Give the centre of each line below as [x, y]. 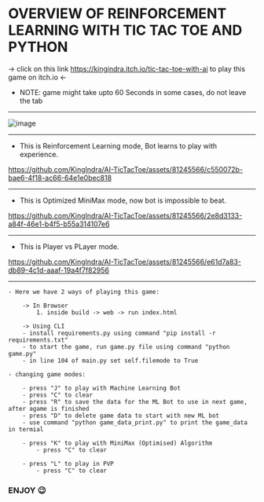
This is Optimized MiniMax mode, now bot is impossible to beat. [123, 200]
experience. [39, 154]
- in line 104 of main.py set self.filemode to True [110, 361]
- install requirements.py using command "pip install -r [119, 333]
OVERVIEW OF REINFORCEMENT [117, 14]
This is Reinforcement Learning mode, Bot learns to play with [118, 145]
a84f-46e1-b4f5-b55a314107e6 [59, 224]
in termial [26, 429]
